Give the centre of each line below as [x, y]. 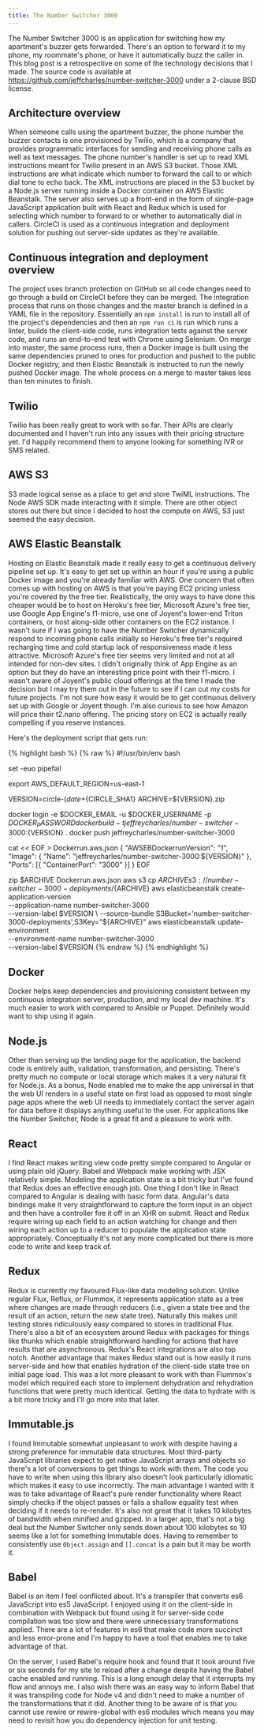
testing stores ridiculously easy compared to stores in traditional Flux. [121, 1324]
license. [21, 88]
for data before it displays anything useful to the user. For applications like [128, 1111]
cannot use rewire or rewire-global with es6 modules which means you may [131, 1712]
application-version [40, 897]
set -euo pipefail [35, 768]
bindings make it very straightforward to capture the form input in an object [130, 1204]
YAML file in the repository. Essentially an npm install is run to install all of [129, 314]
